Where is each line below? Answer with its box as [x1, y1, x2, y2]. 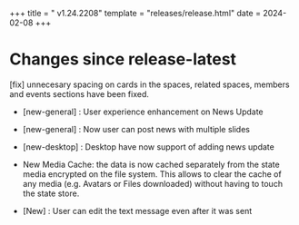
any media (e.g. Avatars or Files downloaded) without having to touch [22, 178, 284, 189]
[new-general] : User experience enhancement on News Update [22, 106, 264, 117]
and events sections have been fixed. [9, 88, 150, 99]
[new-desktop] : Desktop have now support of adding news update [22, 141, 274, 152]
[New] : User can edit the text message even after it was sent [22, 205, 253, 216]
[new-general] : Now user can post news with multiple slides [22, 123, 250, 134]
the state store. [22, 188, 80, 199]
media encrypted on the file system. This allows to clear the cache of [22, 168, 282, 180]
